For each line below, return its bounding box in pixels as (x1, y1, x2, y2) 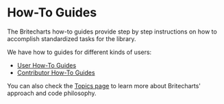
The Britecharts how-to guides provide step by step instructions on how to (7, 27, 217, 36)
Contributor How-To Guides (16, 68, 95, 77)
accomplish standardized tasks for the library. (7, 34, 136, 42)
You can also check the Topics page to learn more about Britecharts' (7, 81, 201, 90)
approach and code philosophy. (7, 89, 97, 97)
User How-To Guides (16, 61, 77, 69)
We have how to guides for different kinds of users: (7, 48, 152, 56)
